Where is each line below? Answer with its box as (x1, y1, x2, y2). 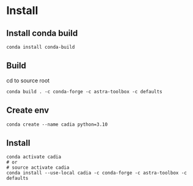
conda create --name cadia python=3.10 (6, 121, 108, 127)
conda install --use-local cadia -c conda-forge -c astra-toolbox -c (6, 170, 188, 176)
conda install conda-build (6, 44, 75, 50)
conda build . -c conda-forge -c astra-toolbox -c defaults (6, 88, 163, 95)
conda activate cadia (6, 154, 62, 160)
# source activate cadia (6, 165, 70, 171)
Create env (6, 105, 49, 116)
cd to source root (6, 77, 50, 84)
